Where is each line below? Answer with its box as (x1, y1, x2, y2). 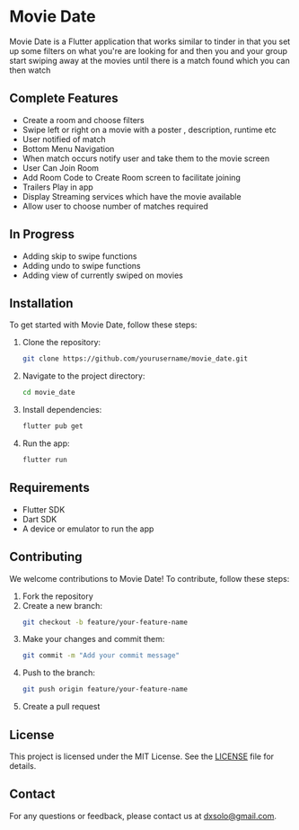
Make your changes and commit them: (22, 634, 165, 645)
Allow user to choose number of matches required (22, 201, 208, 211)
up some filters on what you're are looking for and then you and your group (9, 45, 288, 56)
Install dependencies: (22, 405, 102, 415)
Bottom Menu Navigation (22, 143, 115, 154)
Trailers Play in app (22, 182, 94, 192)
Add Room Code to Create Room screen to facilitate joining (22, 172, 241, 183)
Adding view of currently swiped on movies (22, 270, 184, 281)
